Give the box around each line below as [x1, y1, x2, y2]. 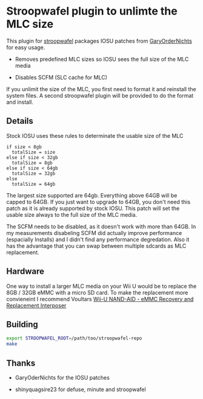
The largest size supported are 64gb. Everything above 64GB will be [6, 191, 178, 199]
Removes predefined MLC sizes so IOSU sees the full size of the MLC [15, 55, 189, 63]
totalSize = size [12, 149, 56, 155]
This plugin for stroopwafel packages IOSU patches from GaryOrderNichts [6, 37, 192, 44]
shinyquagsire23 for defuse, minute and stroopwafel [15, 386, 147, 393]
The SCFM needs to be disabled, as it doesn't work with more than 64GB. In [6, 223, 196, 230]
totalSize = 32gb [12, 170, 56, 177]
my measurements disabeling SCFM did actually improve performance [6, 229, 182, 236]
